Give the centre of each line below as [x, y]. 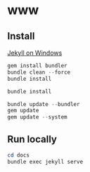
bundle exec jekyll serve [45, 161]
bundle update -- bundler [44, 104]
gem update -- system [38, 117]
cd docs [19, 155]
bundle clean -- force [39, 72]
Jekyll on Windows [35, 53]
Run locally [32, 139]
